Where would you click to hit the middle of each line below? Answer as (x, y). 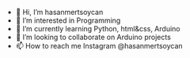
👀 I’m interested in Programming (68, 20)
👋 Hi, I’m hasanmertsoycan (59, 12)
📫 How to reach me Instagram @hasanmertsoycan (99, 46)
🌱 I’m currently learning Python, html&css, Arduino (98, 29)
